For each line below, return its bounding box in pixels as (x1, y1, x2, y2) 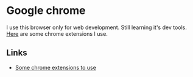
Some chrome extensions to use (15, 64, 96, 71)
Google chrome (6, 4, 86, 18)
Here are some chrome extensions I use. (6, 30, 108, 37)
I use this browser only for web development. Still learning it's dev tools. (6, 24, 187, 31)
